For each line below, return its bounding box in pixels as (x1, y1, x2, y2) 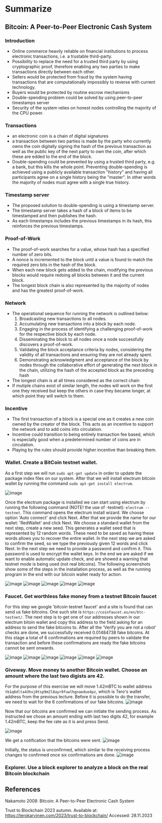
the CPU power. (12, 110, 44, 116)
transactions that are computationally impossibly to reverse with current (12, 79, 156, 85)
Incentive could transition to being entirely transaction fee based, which (12, 431, 155, 437)
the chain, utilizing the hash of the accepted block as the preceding (19, 367, 154, 373)
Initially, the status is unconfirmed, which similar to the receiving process (5, 747, 150, 753)
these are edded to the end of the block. (12, 154, 93, 159)
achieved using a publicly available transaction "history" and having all (12, 169, 153, 175)
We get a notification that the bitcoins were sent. (5, 738, 102, 744)
